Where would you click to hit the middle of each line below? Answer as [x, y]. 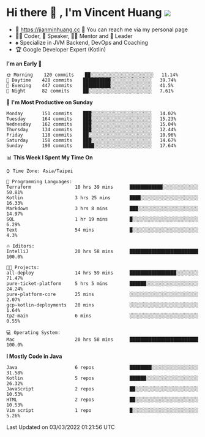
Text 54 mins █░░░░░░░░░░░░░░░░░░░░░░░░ [102, 230]
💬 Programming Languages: [39, 181]
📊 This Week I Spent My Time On [50, 157]
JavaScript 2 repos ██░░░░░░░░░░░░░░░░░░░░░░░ [102, 389]
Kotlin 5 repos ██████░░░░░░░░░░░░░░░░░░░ [102, 378]
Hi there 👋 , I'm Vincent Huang [84, 13]
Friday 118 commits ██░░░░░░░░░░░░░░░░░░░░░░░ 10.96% [91, 135]
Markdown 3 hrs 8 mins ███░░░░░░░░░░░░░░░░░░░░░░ [102, 208]
